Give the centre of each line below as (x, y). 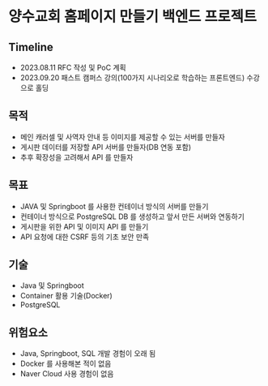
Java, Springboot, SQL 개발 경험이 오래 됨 (88, 354)
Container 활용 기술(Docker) (66, 296)
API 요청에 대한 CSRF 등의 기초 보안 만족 (85, 237)
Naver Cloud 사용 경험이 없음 (67, 374)
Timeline (31, 47)
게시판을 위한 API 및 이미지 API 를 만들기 (84, 226)
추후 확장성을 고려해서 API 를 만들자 (77, 157)
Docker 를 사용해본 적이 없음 (66, 364)
